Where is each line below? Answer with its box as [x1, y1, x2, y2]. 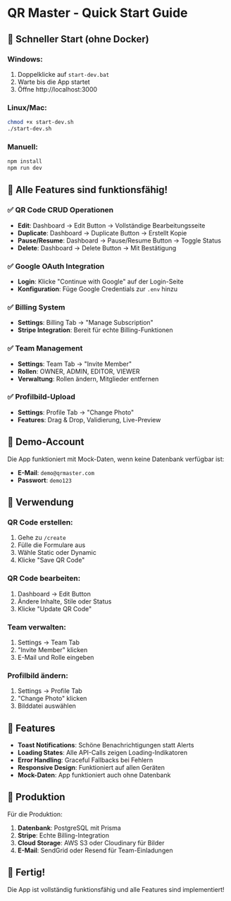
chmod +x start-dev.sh [7, 118, 74, 126]
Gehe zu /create [17, 534, 66, 542]
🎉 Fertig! [7, 866, 46, 878]
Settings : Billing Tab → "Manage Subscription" [17, 319, 154, 327]
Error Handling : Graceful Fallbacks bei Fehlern [17, 756, 154, 764]
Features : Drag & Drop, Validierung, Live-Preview [17, 415, 161, 424]
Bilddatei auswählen [17, 701, 76, 710]
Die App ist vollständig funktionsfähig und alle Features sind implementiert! [7, 885, 225, 893]
